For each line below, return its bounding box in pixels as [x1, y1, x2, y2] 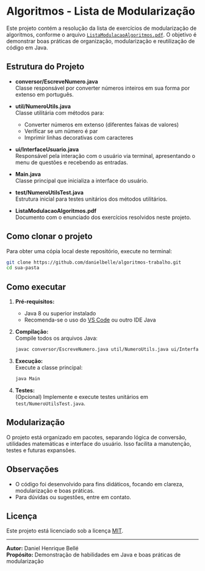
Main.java [15, 170, 41, 178]
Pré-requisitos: [15, 298, 55, 306]
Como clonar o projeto [6, 231, 93, 242]
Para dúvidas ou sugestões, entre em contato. [15, 493, 131, 501]
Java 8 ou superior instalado [24, 310, 96, 317]
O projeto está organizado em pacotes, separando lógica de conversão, [6, 433, 187, 440]
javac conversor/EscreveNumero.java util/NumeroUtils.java [15, 347, 169, 353]
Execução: [15, 357, 43, 364]
